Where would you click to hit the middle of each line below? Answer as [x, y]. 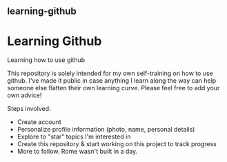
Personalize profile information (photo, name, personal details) [106, 130]
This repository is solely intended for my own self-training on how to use [110, 73]
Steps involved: [29, 109]
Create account [39, 122]
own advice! [24, 95]
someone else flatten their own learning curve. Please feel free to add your [113, 88]
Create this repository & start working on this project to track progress [117, 144]
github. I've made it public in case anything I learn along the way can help [112, 81]
